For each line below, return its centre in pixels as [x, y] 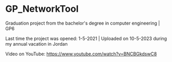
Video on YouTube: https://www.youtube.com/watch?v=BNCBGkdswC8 [81, 54]
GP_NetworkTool [42, 9]
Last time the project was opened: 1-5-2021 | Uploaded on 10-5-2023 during [86, 38]
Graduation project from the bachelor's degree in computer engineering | [83, 23]
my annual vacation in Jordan [36, 44]
